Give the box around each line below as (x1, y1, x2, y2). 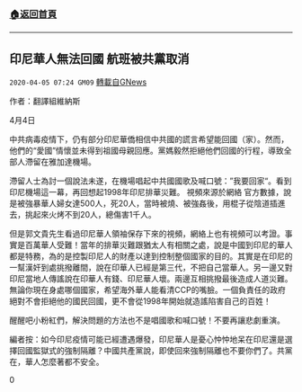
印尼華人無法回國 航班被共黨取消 (9, 51, 190, 67)
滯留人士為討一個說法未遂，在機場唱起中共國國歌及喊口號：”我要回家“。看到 (9, 175, 292, 186)
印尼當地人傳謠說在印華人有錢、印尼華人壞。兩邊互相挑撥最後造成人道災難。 (9, 273, 293, 284)
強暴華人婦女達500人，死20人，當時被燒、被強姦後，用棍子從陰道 (24, 198, 271, 209)
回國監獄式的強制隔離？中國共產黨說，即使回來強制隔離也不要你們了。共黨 (16, 345, 293, 356)
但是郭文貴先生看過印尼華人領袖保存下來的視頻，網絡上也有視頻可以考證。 (9, 228, 285, 239)
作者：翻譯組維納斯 (9, 96, 81, 107)
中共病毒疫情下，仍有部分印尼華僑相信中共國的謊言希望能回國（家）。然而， (9, 134, 289, 145)
